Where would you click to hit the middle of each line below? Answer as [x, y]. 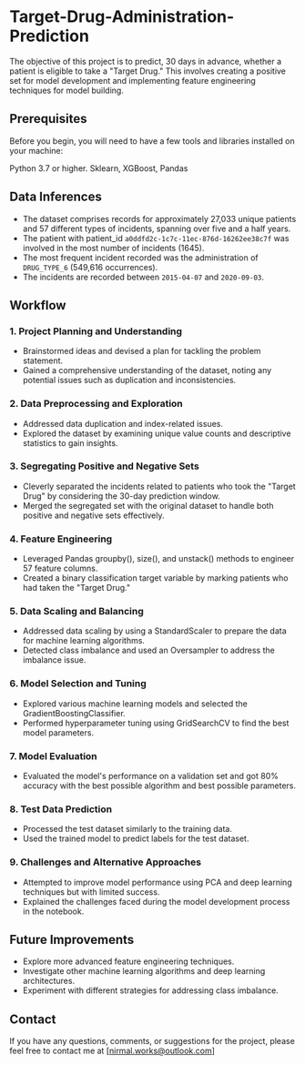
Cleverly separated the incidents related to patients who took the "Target [159, 486]
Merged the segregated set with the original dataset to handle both [148, 505]
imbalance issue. [54, 660]
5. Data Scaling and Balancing [76, 612]
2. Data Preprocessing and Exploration [97, 404]
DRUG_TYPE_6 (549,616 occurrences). [90, 267]
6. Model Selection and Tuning [78, 684]
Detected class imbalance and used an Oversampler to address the [148, 650]
